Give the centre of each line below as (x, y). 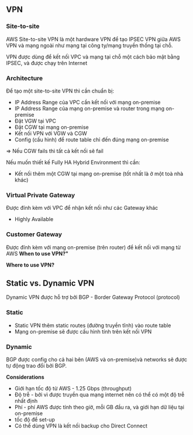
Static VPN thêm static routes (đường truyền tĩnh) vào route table (93, 325)
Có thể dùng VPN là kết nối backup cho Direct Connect (81, 426)
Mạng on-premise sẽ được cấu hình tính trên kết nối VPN (83, 331)
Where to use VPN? (30, 265)
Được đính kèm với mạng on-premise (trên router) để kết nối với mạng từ (94, 247)
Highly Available (34, 219)
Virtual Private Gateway (41, 195)
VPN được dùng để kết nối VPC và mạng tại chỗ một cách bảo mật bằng (93, 57)
